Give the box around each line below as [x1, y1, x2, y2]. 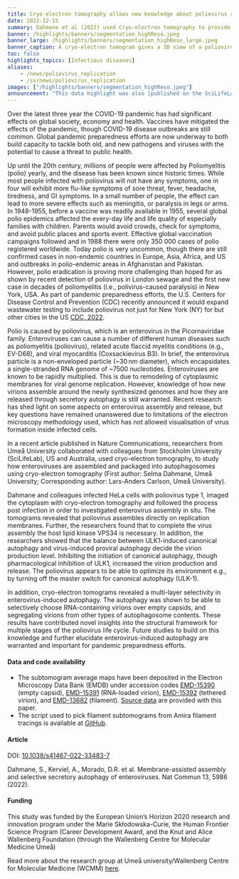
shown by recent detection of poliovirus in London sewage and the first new [7, 275, 230, 284]
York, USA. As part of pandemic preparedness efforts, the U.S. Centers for [7, 290, 225, 299]
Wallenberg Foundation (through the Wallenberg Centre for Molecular [7, 835, 211, 843]
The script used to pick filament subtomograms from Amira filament [17, 711, 217, 720]
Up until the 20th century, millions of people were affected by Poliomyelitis [7, 161, 226, 170]
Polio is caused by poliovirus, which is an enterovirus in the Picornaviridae [7, 327, 225, 335]
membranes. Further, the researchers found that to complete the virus [7, 522, 212, 530]
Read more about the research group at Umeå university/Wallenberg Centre [7, 856, 229, 865]
